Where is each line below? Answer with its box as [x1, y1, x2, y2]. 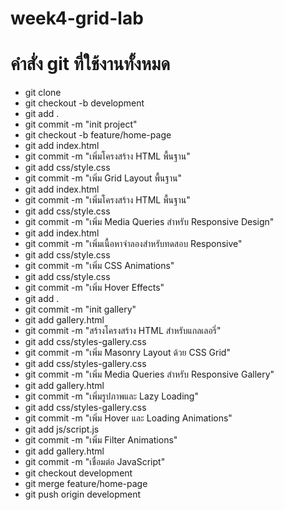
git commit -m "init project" [24, 118, 138, 131]
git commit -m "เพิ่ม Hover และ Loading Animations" [24, 412, 233, 424]
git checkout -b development [24, 97, 145, 109]
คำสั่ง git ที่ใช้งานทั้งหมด [10, 53, 171, 76]
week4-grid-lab [10, 7, 144, 30]
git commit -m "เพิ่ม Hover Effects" [24, 282, 165, 294]
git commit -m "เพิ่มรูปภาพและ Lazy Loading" [24, 390, 199, 402]
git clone [24, 87, 62, 99]
